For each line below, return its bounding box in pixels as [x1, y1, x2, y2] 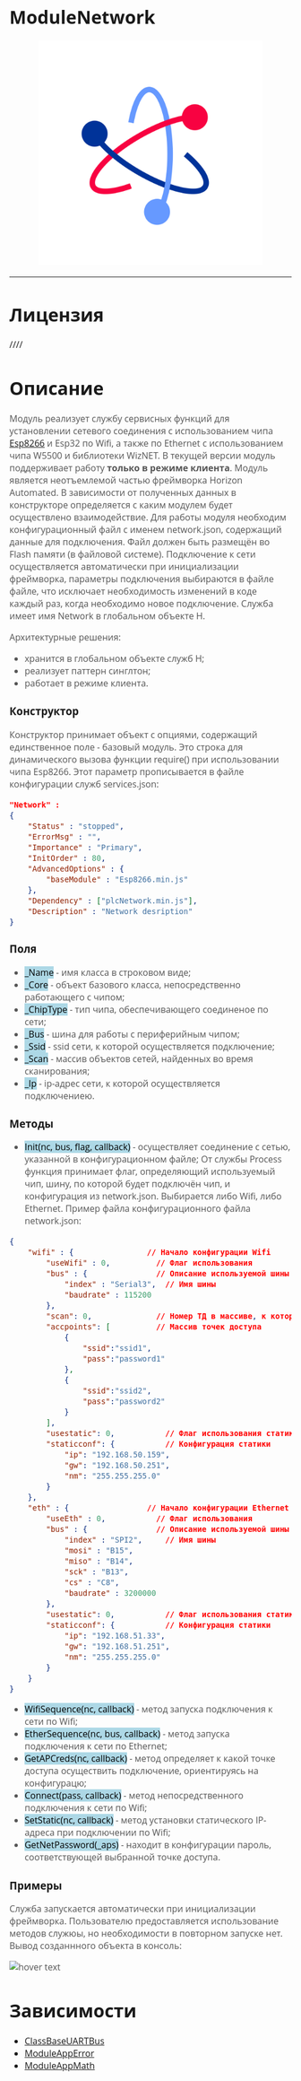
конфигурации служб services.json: [9, 777, 159, 790]
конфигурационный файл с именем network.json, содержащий [9, 522, 282, 536]
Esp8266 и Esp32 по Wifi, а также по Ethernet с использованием [9, 436, 284, 449]
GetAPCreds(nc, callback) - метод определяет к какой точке [24, 1752, 276, 1765]
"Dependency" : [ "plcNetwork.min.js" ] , [27, 895, 198, 906]
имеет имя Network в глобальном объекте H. [9, 609, 206, 623]
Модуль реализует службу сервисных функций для [9, 412, 230, 425]
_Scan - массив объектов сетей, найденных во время [24, 1051, 254, 1066]
